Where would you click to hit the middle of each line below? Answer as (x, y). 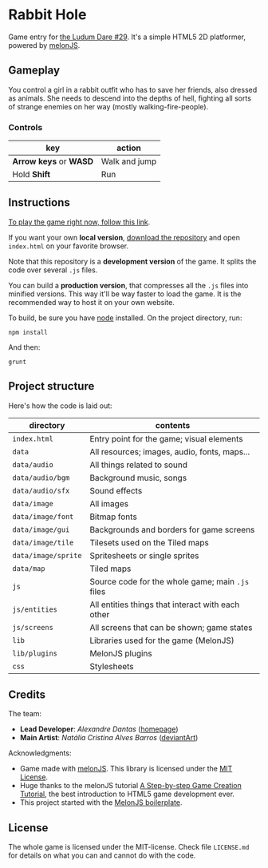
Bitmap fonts (113, 517)
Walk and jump (129, 161)
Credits (27, 695)
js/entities (35, 609)
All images (109, 503)
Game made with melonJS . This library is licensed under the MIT (126, 769)
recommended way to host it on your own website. (92, 302)
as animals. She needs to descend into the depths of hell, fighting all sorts (130, 98)
